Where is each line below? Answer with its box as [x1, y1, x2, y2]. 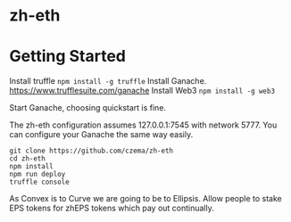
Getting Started [9, 46, 127, 67]
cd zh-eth [9, 154, 46, 163]
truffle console [9, 177, 70, 187]
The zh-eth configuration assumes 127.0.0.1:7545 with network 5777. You [9, 119, 278, 130]
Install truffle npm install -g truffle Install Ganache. [9, 76, 207, 86]
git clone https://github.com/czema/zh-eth [9, 146, 174, 156]
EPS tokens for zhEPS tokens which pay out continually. [9, 202, 214, 214]
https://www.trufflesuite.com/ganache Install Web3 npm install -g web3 [9, 86, 275, 96]
